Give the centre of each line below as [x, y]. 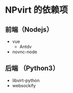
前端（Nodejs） [29, 29]
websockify [24, 85]
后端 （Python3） [32, 68]
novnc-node [25, 52]
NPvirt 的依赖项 [36, 10]
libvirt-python [26, 80]
